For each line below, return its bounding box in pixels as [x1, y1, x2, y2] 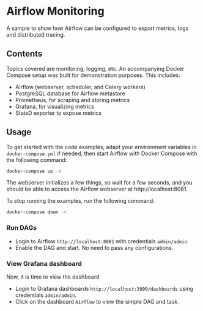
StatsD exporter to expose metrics [15, 109, 102, 117]
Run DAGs [6, 224, 37, 232]
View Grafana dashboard [6, 259, 83, 268]
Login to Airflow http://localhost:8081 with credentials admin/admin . [15, 237, 190, 245]
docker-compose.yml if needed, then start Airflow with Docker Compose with [6, 150, 197, 157]
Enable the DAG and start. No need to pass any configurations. [15, 244, 174, 251]
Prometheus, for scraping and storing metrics [15, 96, 130, 103]
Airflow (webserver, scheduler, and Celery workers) [15, 83, 146, 90]
